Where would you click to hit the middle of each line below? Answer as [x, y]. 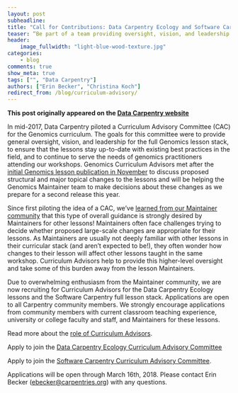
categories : [25, 54]
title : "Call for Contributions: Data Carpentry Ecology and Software [114, 27]
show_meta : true [31, 73]
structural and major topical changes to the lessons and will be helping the [116, 180]
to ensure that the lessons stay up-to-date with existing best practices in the [119, 149]
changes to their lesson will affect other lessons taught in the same [105, 254]
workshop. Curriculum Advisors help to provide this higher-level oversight [115, 261]
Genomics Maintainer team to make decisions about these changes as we [115, 187]
